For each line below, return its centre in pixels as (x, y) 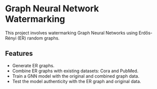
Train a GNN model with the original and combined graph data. (76, 76)
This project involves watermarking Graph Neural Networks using (71, 33)
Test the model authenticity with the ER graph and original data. (77, 81)
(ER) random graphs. (39, 38)
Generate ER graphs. (33, 65)
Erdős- (145, 33)
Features (19, 54)
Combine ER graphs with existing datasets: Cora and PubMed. (75, 71)
